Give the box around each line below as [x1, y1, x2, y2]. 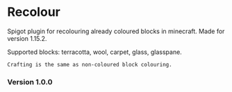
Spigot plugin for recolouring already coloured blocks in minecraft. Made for [7, 27, 225, 35]
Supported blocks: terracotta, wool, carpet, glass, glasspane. [7, 48, 182, 56]
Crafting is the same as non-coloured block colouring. [7, 61, 172, 68]
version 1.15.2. [7, 34, 47, 42]
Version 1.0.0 [7, 77, 53, 86]
